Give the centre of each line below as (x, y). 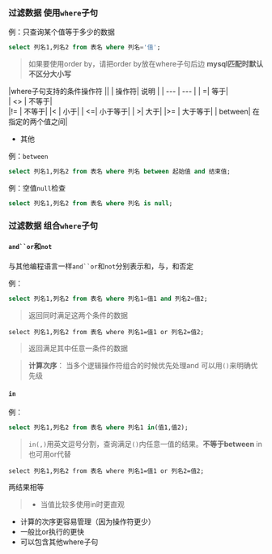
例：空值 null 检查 (37, 188)
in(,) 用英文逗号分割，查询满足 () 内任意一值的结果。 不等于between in (145, 444)
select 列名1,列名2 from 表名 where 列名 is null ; (91, 204)
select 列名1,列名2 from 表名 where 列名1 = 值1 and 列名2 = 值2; (108, 299)
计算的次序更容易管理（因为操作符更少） (87, 522)
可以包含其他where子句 (59, 542)
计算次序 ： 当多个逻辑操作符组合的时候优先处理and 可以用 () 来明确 (139, 365)
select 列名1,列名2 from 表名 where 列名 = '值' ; (85, 47)
